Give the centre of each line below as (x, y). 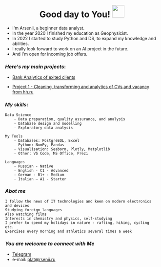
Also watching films (26, 214)
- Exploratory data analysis (43, 128)
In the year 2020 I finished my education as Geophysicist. (70, 33)
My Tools (14, 136)
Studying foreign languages (34, 210)
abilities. (20, 44)
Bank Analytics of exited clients (44, 77)
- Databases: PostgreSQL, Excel (47, 140)
